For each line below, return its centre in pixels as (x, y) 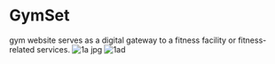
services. (54, 49)
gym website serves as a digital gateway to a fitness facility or (123, 40)
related (22, 49)
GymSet (39, 16)
